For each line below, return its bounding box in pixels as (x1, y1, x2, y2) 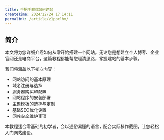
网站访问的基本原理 (12, 76, 51, 82)
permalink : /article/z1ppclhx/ (5, 16, 69, 21)
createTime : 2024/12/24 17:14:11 (5, 12, 73, 17)
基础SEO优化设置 (12, 107, 47, 113)
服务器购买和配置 (12, 89, 47, 94)
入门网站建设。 (5, 130, 35, 136)
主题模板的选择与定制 (12, 101, 55, 107)
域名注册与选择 (12, 83, 42, 89)
